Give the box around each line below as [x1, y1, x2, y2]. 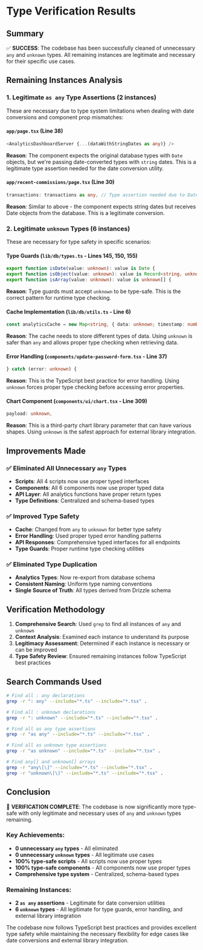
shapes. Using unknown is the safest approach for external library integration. [6, 428, 196, 435]
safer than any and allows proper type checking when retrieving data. [6, 339, 179, 346]
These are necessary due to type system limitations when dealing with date [6, 107, 195, 114]
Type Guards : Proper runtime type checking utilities [14, 545, 145, 552]
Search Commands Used [6, 676, 101, 687]
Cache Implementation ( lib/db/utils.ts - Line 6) [6, 308, 131, 315]
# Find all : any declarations [6, 693, 85, 699]
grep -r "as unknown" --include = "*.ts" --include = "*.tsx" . [6, 748, 161, 754]
